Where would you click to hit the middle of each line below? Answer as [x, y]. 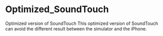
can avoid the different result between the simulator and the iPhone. [76, 28]
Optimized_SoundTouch [57, 9]
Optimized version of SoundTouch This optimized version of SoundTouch [82, 23]
